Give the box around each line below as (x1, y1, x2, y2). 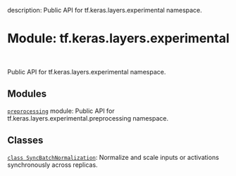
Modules (7, 88, 47, 100)
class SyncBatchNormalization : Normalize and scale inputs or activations (7, 153, 220, 161)
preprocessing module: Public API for (7, 107, 115, 115)
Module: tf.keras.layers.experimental (7, 31, 230, 46)
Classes (7, 135, 44, 147)
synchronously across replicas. (7, 161, 98, 169)
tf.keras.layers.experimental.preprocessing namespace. (7, 114, 169, 122)
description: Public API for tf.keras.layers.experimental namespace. (7, 6, 202, 14)
